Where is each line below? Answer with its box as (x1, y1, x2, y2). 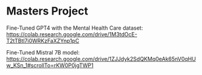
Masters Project (6, 4, 89, 18)
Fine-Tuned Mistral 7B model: (6, 48, 80, 56)
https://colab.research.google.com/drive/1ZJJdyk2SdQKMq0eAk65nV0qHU (6, 55, 196, 62)
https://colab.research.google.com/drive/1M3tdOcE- (6, 30, 138, 37)
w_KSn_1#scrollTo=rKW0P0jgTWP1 (6, 62, 94, 69)
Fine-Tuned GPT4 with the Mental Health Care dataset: (6, 24, 143, 31)
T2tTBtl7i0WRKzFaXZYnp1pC (6, 37, 79, 44)
